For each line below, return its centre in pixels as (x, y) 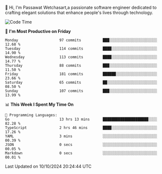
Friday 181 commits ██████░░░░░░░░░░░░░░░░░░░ (81, 74)
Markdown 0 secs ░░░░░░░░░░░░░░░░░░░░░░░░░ (81, 153)
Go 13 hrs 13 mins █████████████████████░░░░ (81, 119)
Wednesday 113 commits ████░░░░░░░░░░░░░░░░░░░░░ (81, 57)
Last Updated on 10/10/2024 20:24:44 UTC (48, 166)
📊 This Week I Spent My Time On (39, 104)
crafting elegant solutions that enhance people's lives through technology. (79, 13)
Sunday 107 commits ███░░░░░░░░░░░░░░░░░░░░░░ (81, 91)
